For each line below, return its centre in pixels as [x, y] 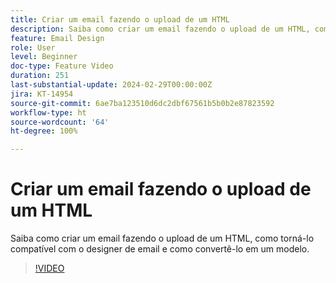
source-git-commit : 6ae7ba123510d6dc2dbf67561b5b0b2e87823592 [142, 103]
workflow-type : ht [48, 112]
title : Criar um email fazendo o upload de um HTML [120, 19]
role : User [33, 47]
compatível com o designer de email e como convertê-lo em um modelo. [160, 249]
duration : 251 [40, 76]
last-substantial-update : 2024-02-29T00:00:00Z [111, 85]
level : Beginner [44, 57]
